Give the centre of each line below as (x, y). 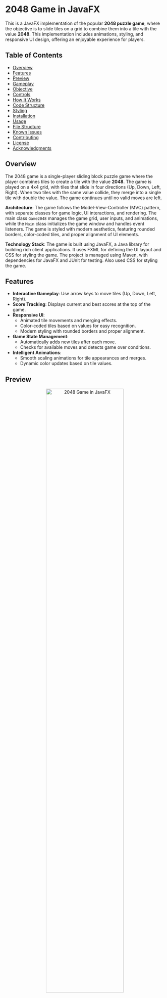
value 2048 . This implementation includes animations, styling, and (74, 34)
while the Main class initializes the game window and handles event (75, 223)
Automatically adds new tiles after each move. (68, 342)
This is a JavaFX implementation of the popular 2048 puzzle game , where (83, 23)
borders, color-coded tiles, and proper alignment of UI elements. (72, 234)
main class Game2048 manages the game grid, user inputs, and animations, (82, 218)
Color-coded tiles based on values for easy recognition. (78, 326)
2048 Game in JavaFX (53, 9)
